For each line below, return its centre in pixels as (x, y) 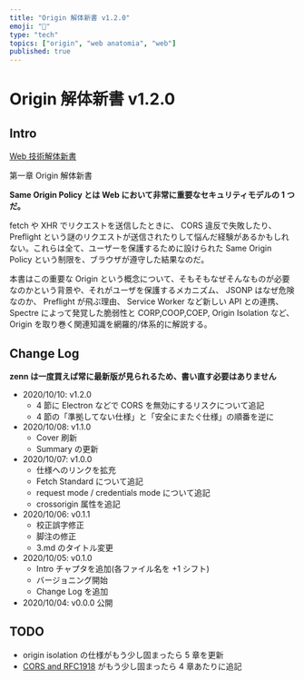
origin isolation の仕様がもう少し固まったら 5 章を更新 (123, 655)
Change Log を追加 (72, 591)
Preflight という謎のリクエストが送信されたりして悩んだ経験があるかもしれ (150, 237)
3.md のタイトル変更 (74, 547)
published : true (40, 52)
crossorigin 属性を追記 (78, 504)
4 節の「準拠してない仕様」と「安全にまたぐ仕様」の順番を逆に (155, 416)
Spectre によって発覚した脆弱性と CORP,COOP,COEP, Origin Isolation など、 (152, 313)
